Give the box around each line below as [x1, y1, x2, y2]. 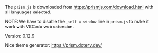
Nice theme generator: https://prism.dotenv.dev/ [5, 42, 102, 48]
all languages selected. [5, 9, 52, 15]
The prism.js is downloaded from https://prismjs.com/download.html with [5, 4, 154, 10]
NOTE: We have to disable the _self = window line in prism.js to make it [5, 19, 149, 24]
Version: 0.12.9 [5, 33, 35, 39]
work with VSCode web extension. [5, 24, 74, 29]
